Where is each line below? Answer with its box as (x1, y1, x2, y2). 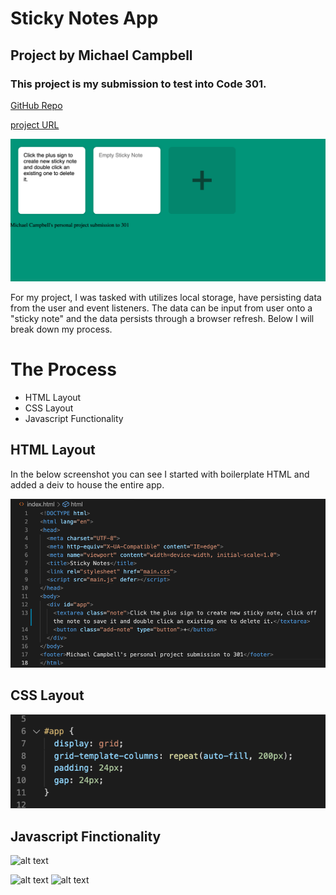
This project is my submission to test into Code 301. (10, 77, 267, 91)
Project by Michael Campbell (10, 47, 193, 64)
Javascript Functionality (24, 412, 124, 424)
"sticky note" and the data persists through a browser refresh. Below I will (10, 312, 315, 324)
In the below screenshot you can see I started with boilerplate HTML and (10, 468, 310, 480)
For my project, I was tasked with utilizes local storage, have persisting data (10, 291, 322, 303)
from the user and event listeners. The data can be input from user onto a (10, 302, 313, 314)
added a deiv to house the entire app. (10, 478, 165, 491)
